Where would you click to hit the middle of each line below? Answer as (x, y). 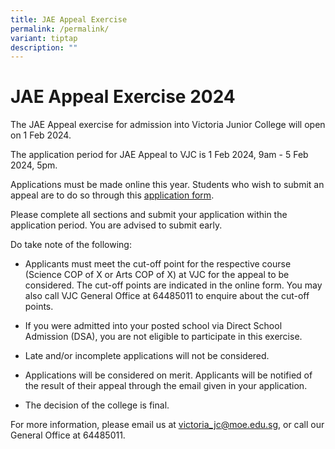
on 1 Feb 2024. (41, 135)
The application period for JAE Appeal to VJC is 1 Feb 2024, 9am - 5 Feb (159, 155)
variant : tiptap (44, 38)
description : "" (44, 47)
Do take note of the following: (71, 245)
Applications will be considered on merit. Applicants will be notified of (168, 375)
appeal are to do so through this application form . (112, 195)
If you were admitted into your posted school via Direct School (153, 326)
